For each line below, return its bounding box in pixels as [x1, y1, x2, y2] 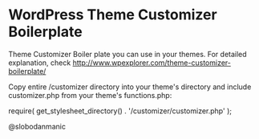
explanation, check [8, 58, 71, 67]
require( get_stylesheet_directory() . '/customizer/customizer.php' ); [8, 106, 233, 116]
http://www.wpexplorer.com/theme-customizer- [72, 58, 231, 67]
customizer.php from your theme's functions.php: [8, 90, 172, 100]
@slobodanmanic [8, 121, 67, 131]
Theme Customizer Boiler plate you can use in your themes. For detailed [8, 49, 247, 59]
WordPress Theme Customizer [8, 6, 218, 24]
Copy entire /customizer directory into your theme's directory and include [8, 82, 252, 92]
